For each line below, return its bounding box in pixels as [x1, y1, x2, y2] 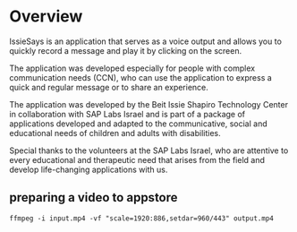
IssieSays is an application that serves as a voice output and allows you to [9, 36, 282, 47]
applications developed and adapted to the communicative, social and [9, 118, 267, 129]
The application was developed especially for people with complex [9, 63, 256, 73]
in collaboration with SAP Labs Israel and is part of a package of [9, 108, 246, 119]
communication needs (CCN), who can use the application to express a [9, 72, 273, 82]
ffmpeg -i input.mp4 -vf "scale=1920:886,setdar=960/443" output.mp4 [9, 213, 275, 223]
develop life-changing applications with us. [9, 164, 168, 175]
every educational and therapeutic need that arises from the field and [9, 154, 266, 165]
